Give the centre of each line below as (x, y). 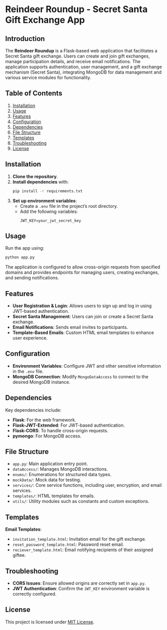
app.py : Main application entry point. (50, 464)
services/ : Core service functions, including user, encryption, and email (87, 485)
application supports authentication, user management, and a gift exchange (84, 67)
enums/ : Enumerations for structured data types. (62, 475)
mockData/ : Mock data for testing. (47, 480)
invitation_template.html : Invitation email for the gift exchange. (79, 539)
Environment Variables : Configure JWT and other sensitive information (87, 366)
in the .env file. (28, 371)
